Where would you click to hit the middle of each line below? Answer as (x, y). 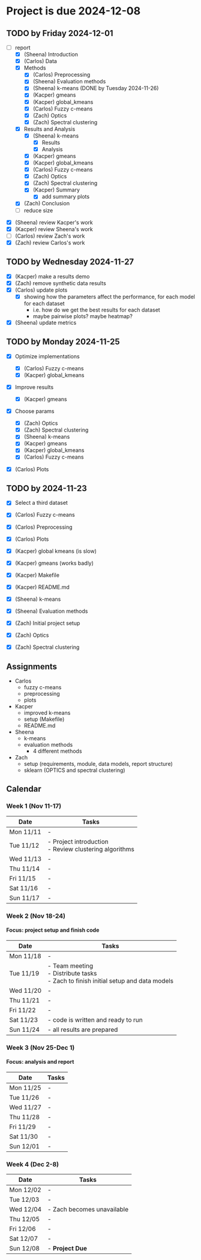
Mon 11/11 (25, 831)
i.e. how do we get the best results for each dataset (96, 310)
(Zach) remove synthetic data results (60, 283)
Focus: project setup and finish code (53, 930)
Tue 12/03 (24, 1200)
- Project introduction (78, 842)
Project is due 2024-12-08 (73, 11)
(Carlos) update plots (41, 290)
